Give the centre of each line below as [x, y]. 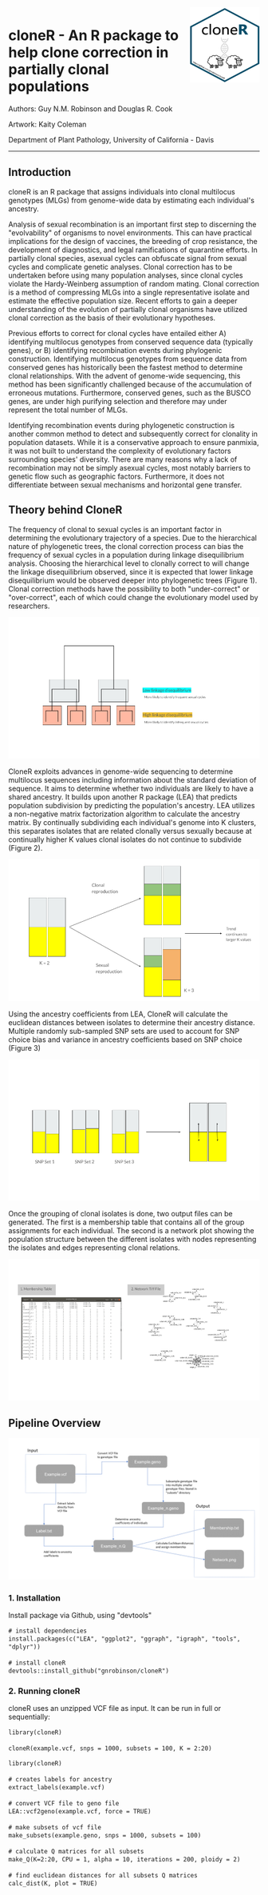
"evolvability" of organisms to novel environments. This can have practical [130, 232]
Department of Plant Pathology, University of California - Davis [111, 139]
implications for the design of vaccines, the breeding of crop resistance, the [133, 241]
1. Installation [35, 1597]
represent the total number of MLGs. [68, 410]
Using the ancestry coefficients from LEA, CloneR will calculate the [118, 1014]
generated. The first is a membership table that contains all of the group [126, 1222]
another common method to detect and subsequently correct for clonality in [133, 434]
